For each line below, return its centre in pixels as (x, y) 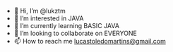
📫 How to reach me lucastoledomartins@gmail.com (90, 41)
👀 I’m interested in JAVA (49, 18)
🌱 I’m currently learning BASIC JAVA (67, 26)
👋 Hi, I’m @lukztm (40, 11)
